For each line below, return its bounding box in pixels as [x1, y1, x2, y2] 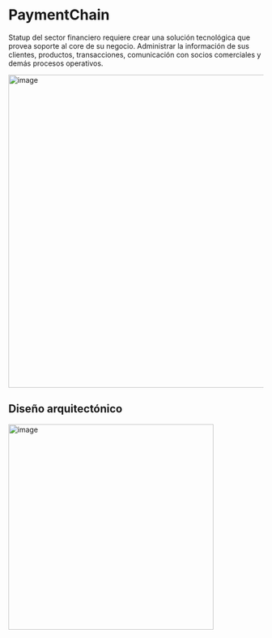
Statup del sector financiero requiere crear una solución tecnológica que [8, 32, 251, 42]
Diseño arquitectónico [8, 402, 123, 416]
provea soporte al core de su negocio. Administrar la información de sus [8, 41, 249, 50]
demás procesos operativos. [8, 58, 104, 68]
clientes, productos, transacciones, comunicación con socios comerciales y [8, 50, 261, 59]
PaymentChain [8, 6, 110, 24]
